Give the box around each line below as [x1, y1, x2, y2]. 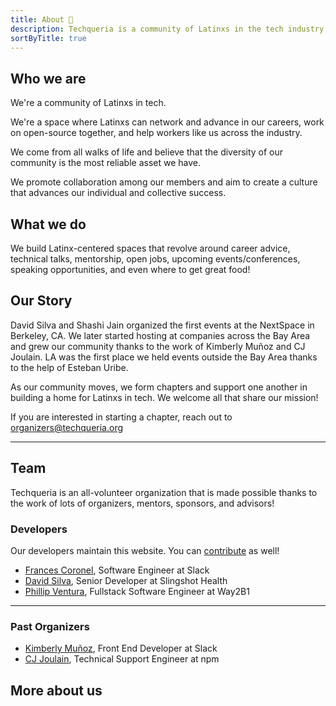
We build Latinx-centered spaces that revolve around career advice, [10, 242, 291, 254]
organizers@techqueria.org [10, 421, 124, 433]
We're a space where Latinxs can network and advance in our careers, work [10, 116, 325, 128]
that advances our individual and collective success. [10, 187, 227, 199]
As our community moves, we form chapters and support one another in [10, 381, 308, 393]
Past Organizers [10, 619, 90, 633]
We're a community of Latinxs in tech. [10, 97, 167, 109]
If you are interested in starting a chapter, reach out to [10, 411, 233, 423]
